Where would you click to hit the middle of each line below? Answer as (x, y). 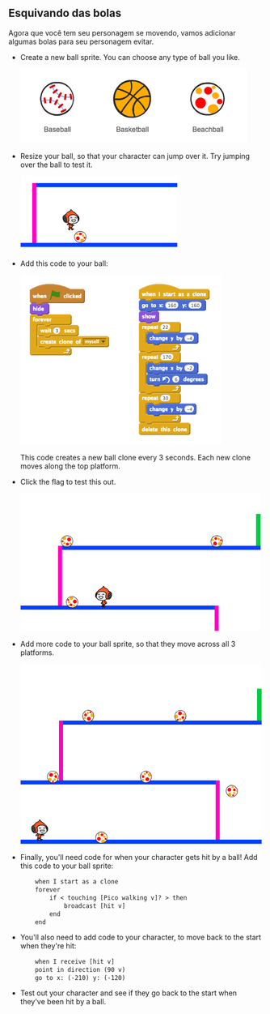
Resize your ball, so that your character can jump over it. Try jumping (135, 156)
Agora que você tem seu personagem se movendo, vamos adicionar (122, 32)
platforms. (37, 652)
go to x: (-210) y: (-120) (80, 978)
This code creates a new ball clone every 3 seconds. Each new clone (135, 457)
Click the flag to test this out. (68, 481)
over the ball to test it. (56, 165)
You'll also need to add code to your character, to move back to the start (140, 937)
